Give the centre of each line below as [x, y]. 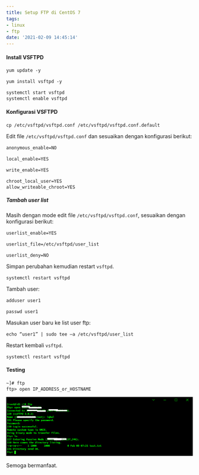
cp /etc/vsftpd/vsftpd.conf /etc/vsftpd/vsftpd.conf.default [83, 125]
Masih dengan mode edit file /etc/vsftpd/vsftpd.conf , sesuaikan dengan [96, 215]
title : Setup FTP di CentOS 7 [44, 12]
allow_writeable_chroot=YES [41, 187]
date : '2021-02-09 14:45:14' [42, 38]
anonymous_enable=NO [32, 148]
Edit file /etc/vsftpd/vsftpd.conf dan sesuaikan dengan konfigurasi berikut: [99, 136]
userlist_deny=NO [28, 255]
